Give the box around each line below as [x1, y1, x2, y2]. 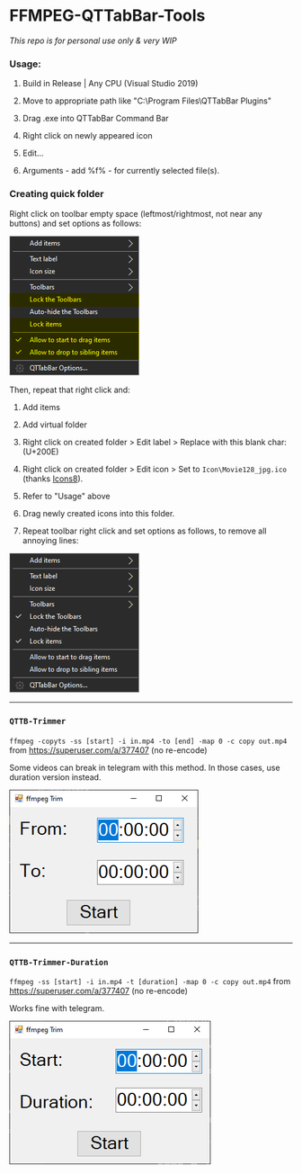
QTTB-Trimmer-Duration [9, 957, 109, 967]
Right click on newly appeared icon [22, 130, 153, 141]
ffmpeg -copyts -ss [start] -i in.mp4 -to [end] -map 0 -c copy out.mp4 [9, 737, 288, 746]
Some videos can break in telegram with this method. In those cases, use [9, 762, 280, 773]
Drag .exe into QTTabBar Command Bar [22, 113, 169, 124]
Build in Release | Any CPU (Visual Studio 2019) [22, 78, 199, 89]
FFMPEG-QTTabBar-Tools [9, 5, 206, 26]
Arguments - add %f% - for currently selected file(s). [22, 166, 220, 176]
